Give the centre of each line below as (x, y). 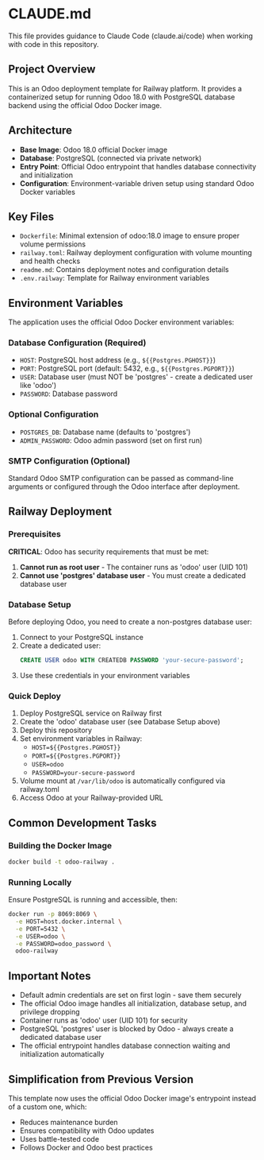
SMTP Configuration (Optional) (69, 460)
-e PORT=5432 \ (40, 929)
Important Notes (50, 976)
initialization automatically (62, 1054)
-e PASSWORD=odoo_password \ (63, 944)
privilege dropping (50, 1012)
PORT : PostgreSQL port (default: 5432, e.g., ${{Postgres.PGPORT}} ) (127, 369)
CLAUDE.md (50, 14)
